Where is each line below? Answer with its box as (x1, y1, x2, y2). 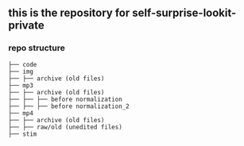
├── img (8, 67, 34, 75)
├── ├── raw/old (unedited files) (8, 123, 123, 131)
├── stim (8, 130, 37, 138)
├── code (8, 60, 37, 68)
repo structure (8, 43, 66, 54)
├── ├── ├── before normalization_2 (8, 102, 130, 110)
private (8, 19, 45, 33)
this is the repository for (8, 6, 130, 20)
